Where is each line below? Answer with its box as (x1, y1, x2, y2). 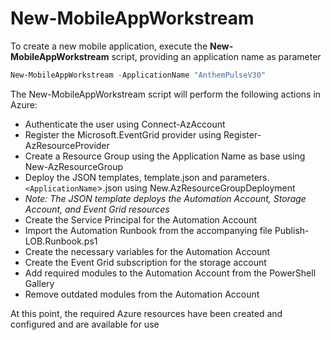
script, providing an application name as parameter (111, 50, 322, 62)
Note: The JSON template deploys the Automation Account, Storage (24, 192, 307, 204)
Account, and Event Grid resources (24, 203, 170, 215)
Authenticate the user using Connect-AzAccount (24, 118, 226, 130)
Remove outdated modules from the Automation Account (24, 288, 260, 300)
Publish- (274, 224, 310, 236)
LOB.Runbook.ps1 (24, 235, 98, 247)
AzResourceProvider (24, 139, 110, 151)
